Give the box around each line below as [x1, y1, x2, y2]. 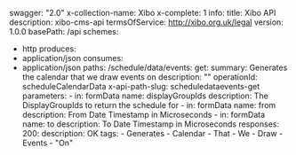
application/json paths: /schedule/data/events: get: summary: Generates [21, 62, 288, 73]
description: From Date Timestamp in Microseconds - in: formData [21, 110, 266, 120]
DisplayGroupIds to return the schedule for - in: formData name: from [21, 100, 276, 110]
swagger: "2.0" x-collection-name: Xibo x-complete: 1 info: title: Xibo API [9, 8, 276, 18]
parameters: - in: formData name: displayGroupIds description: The [21, 90, 268, 101]
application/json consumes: [21, 53, 124, 63]
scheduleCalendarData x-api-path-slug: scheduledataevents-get [21, 81, 260, 91]
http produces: [21, 43, 77, 54]
